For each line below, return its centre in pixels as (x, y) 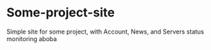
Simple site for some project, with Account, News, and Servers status (105, 32)
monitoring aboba (32, 38)
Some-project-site (61, 13)
